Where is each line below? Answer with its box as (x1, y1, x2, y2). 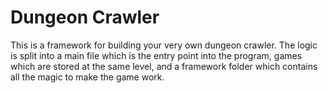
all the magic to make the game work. (10, 71, 165, 83)
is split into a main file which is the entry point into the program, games (10, 49, 303, 61)
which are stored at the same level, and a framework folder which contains (10, 60, 318, 72)
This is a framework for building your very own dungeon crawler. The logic (10, 39, 318, 51)
